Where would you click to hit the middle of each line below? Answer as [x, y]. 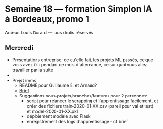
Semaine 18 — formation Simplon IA [79, 9]
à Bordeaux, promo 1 [47, 19]
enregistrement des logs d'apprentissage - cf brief [77, 121]
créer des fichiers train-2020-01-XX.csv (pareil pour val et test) [90, 106]
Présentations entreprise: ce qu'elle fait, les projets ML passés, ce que [82, 60]
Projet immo [24, 80]
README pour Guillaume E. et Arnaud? [58, 85]
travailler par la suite [33, 70]
